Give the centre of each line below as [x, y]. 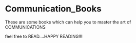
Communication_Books [53, 9]
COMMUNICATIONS [25, 27]
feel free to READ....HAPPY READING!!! [44, 36]
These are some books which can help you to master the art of [68, 22]
